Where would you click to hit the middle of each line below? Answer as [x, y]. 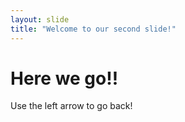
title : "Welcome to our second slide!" [93, 29]
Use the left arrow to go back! [71, 106]
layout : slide [40, 19]
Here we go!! [64, 78]
